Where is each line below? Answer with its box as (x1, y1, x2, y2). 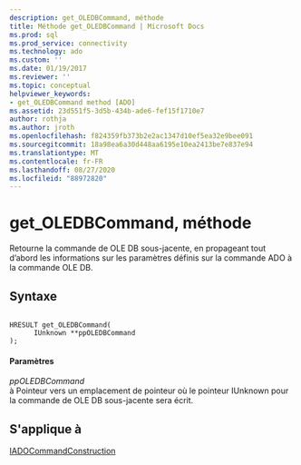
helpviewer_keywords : (9, 89, 92, 98)
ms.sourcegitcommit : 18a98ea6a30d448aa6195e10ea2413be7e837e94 (9, 140, 254, 149)
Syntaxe (9, 288, 57, 304)
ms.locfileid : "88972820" (9, 173, 107, 183)
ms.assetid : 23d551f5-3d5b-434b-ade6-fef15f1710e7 (9, 106, 205, 115)
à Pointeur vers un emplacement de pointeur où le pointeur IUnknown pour (9, 385, 289, 396)
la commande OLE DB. (9, 262, 93, 273)
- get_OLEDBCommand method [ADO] (9, 97, 136, 107)
